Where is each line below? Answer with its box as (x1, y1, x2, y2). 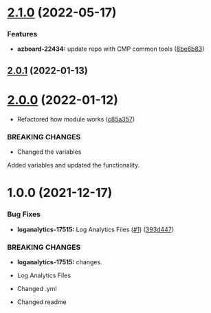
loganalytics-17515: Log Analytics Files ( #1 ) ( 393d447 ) (16, 225, 174, 233)
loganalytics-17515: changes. (16, 257, 102, 266)
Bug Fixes (7, 209, 41, 219)
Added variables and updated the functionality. (7, 161, 140, 170)
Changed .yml (16, 284, 57, 292)
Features (7, 30, 38, 39)
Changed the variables (16, 148, 82, 156)
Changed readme (16, 297, 67, 306)
